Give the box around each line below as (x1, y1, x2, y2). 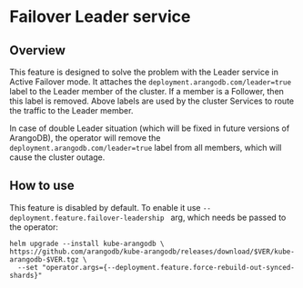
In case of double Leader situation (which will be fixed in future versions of (9, 123, 290, 134)
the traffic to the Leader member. (9, 105, 134, 115)
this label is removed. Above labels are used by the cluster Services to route (9, 95, 294, 106)
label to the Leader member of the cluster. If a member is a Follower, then (9, 86, 285, 96)
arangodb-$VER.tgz (9, 254, 79, 264)
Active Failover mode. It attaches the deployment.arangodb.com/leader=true (9, 76, 292, 87)
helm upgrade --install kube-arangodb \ (9, 239, 166, 248)
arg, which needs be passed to (170, 212, 287, 223)
